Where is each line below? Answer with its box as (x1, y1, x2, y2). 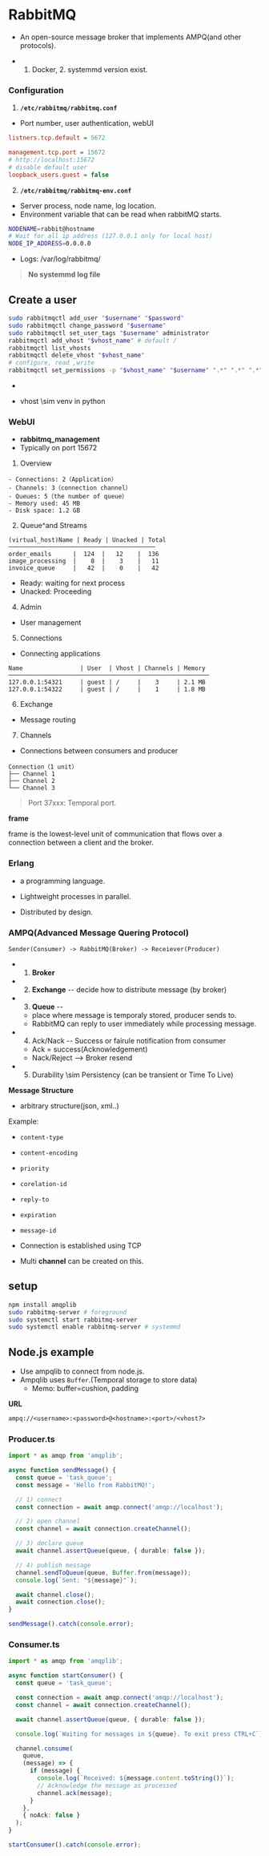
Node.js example (8, 1345, 94, 1359)
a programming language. (19, 876, 106, 886)
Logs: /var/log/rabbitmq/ (19, 254, 102, 264)
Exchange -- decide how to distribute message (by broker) (31, 984, 227, 995)
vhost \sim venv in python (19, 397, 106, 406)
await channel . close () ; (15, 1591, 94, 1599)
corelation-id (19, 1180, 67, 1188)
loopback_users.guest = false (8, 171, 110, 179)
